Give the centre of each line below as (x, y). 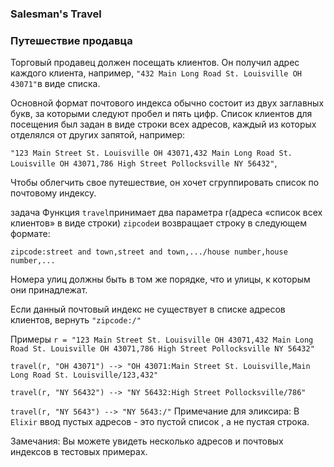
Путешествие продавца (71, 40)
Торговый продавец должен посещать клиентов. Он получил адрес (155, 63)
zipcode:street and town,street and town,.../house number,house (149, 252)
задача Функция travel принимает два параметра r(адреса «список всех (166, 213)
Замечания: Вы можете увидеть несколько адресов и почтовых (147, 441)
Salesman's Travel (56, 14)
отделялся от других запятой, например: (98, 135)
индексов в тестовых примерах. (79, 452)
